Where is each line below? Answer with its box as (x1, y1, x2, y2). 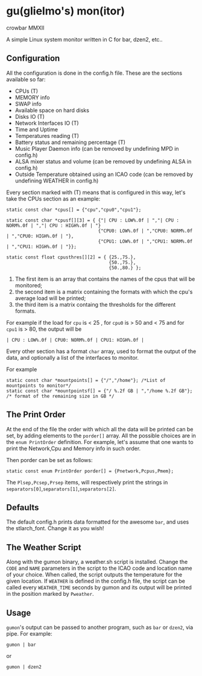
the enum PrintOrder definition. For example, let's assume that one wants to (6, 438, 194, 445)
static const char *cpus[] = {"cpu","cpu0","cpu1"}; (6, 207, 142, 213)
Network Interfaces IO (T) (14, 119, 80, 127)
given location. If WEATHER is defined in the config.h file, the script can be (6, 577, 186, 585)
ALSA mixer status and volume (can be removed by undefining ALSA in (14, 158, 192, 165)
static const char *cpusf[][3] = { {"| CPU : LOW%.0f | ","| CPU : (6, 217, 180, 224)
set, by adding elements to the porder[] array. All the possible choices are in (6, 432, 196, 439)
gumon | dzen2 (6, 664, 42, 670)
